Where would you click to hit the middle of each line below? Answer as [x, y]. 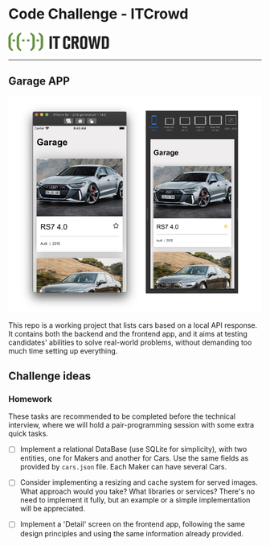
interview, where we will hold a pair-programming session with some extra [131, 425]
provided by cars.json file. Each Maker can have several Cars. [123, 467]
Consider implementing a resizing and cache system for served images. [139, 482]
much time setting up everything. [63, 350]
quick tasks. [28, 434]
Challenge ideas [50, 376]
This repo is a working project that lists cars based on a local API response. [133, 325]
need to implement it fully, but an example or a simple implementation [135, 500]
